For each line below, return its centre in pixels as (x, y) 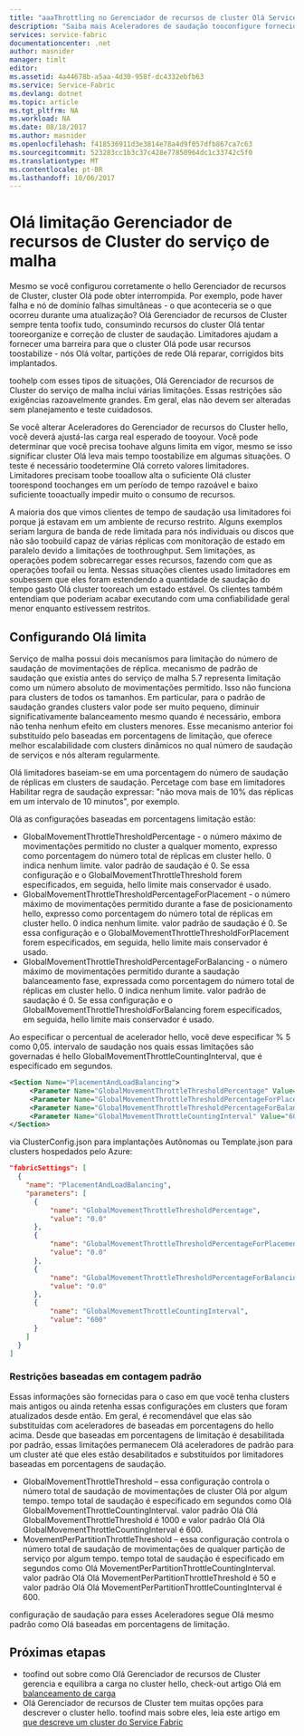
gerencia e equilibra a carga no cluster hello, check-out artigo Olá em (152, 1684)
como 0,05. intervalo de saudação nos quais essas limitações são (132, 1046)
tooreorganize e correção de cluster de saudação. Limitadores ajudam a (144, 334)
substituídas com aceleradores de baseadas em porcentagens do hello (142, 1425)
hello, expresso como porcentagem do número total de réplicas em (147, 913)
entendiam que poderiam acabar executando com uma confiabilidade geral (149, 599)
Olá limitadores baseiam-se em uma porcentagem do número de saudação (149, 772)
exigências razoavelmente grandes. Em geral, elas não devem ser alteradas (150, 400)
